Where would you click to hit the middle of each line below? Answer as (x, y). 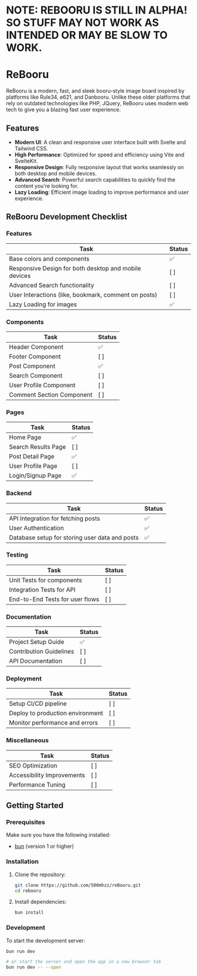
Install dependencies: (40, 902)
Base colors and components (49, 259)
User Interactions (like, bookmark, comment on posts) (83, 294)
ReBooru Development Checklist (67, 217)
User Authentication (37, 528)
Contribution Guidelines (42, 652)
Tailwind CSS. (31, 148)
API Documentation (36, 661)
